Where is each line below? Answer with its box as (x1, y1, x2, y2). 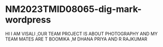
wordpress (5, 14, 51, 25)
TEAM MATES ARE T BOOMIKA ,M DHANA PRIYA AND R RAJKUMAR (5, 36, 147, 42)
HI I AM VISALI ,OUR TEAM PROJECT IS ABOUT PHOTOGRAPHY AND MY (5, 30, 158, 36)
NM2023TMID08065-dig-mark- (5, 3, 142, 15)
